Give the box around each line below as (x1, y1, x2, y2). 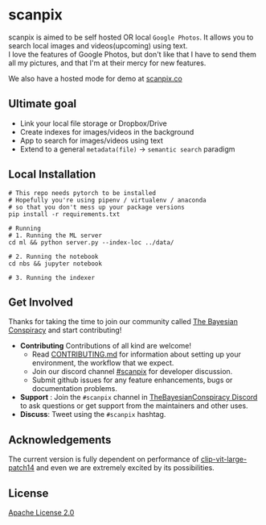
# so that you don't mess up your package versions (8, 203, 185, 211)
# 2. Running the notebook (8, 252, 99, 260)
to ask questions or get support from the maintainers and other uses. (19, 401, 248, 410)
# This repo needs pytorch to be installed (8, 189, 157, 197)
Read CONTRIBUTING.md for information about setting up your (31, 349, 241, 360)
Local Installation (8, 168, 96, 181)
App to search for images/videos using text (19, 135, 163, 145)
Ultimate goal (8, 97, 77, 110)
